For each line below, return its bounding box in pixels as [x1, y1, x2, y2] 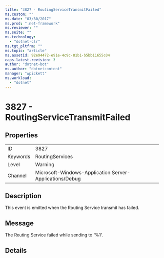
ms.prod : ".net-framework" [5, 21, 60, 26]
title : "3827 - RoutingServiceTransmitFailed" [5, 7, 102, 12]
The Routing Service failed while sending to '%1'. [5, 232, 103, 238]
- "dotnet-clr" [9, 39, 41, 44]
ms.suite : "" [5, 30, 32, 35]
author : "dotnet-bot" [5, 62, 49, 67]
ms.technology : [5, 35, 36, 40]
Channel [7, 172, 27, 179]
